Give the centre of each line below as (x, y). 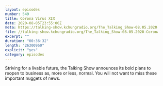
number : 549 (17, 14)
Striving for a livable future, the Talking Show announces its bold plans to (78, 68)
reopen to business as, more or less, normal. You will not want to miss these (81, 73)
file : (10, 32)
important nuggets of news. (33, 78)
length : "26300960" (25, 45)
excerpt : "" (17, 37)
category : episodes (25, 54)
